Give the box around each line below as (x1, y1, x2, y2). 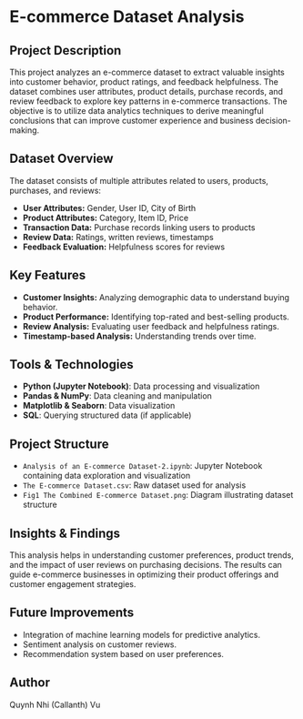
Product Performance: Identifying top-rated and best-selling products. (22, 311, 289, 322)
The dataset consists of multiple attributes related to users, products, (9, 175, 268, 186)
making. (9, 125, 40, 136)
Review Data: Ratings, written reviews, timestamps (22, 231, 214, 242)
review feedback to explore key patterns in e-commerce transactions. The (9, 96, 288, 106)
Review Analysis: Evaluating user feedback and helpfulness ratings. (22, 320, 279, 331)
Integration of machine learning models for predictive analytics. (22, 629, 261, 640)
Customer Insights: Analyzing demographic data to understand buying (22, 291, 289, 302)
